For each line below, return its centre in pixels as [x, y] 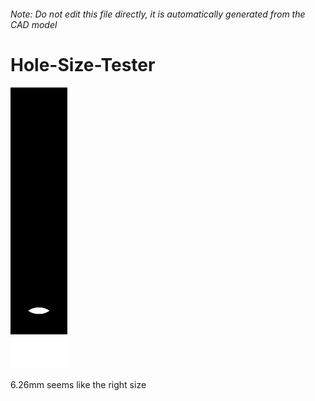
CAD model [34, 24]
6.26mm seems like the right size [78, 384]
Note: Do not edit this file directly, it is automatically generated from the [158, 14]
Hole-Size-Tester [83, 64]
